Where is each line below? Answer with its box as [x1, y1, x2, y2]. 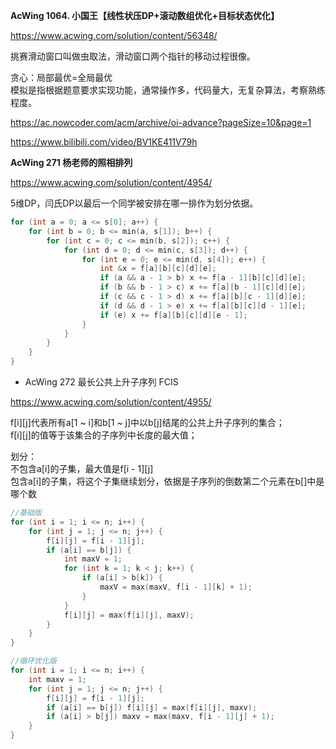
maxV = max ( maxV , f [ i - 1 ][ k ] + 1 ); [99, 582, 253, 592]
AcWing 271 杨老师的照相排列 [10, 157, 133, 168]
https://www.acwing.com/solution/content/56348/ [10, 30, 218, 41]
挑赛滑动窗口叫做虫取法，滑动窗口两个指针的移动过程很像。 [10, 50, 256, 62]
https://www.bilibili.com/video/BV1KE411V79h [10, 136, 198, 148]
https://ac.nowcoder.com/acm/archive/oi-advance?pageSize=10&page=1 [10, 117, 312, 128]
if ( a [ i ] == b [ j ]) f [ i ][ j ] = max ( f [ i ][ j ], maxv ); [46, 702, 258, 713]
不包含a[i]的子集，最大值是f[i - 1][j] [10, 463, 154, 474]
